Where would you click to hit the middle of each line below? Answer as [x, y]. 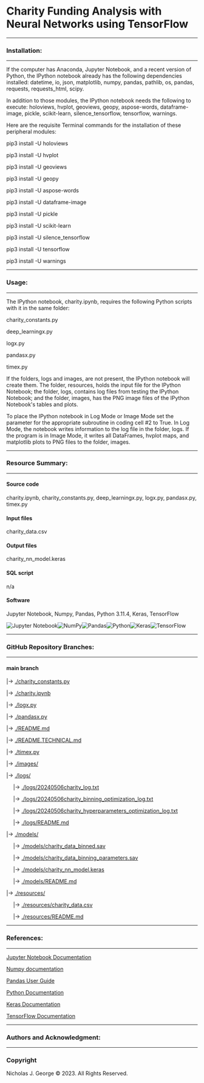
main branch [22, 668]
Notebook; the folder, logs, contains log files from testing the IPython [93, 391]
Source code [23, 484]
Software [18, 600]
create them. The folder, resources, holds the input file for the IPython [93, 385]
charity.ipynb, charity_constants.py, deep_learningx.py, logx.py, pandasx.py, [102, 498]
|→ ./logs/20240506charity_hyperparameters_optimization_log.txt [95, 811]
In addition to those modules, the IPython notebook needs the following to [99, 101]
